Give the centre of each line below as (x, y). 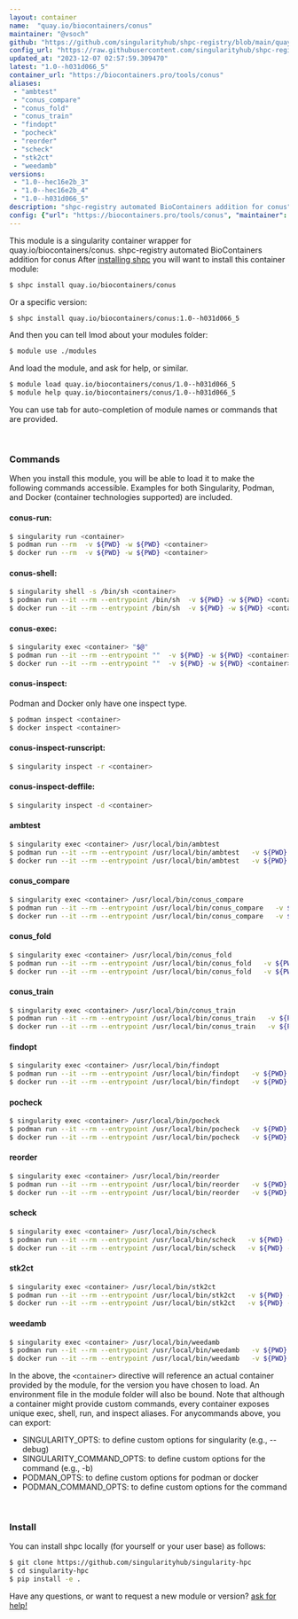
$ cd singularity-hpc (49, 1571)
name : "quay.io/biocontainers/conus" (81, 26)
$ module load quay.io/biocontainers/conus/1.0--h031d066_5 (123, 385)
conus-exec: (33, 628)
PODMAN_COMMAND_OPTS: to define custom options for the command (154, 1487)
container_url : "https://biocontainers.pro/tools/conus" (117, 75)
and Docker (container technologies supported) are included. (121, 497)
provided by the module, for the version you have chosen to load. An (134, 1385)
